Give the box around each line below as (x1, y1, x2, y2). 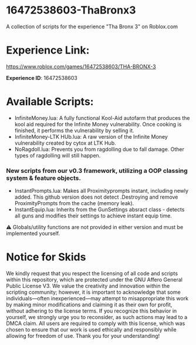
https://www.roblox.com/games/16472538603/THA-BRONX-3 (6, 63, 157, 70)
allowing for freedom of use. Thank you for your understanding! (6, 333, 160, 340)
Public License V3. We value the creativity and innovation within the (6, 283, 170, 290)
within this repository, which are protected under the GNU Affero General (6, 276, 183, 283)
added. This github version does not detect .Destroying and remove (14, 193, 178, 200)
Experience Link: (6, 43, 90, 57)
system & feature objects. (6, 174, 81, 182)
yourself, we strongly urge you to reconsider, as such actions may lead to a (6, 314, 188, 321)
